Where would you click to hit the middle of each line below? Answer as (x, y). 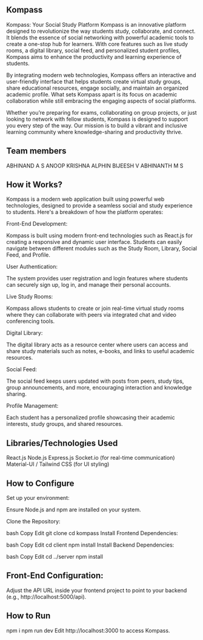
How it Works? (34, 185)
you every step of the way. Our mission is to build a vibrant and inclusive (97, 125)
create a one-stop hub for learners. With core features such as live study (97, 44)
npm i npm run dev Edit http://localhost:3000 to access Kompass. (88, 630)
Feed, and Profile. (28, 255)
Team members (36, 151)
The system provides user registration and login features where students (97, 278)
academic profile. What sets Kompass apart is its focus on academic (92, 94)
